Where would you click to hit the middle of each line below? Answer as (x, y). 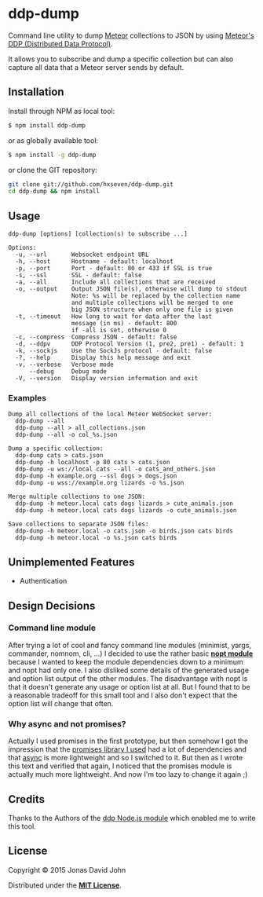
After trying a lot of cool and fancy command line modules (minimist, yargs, (130, 645)
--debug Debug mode (68, 372)
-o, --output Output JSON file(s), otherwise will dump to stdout (131, 289)
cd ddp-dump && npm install (54, 192)
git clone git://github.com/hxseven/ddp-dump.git (91, 184)
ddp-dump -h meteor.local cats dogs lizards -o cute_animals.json (126, 511)
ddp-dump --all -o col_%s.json (66, 435)
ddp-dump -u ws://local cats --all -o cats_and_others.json (115, 469)
